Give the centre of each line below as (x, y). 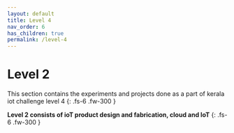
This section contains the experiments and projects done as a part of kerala (116, 94)
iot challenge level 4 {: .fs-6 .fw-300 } (62, 101)
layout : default (31, 14)
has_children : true (36, 33)
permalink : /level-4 (37, 40)
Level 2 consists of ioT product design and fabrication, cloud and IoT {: (112, 115)
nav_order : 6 (26, 27)
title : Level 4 (29, 20)
